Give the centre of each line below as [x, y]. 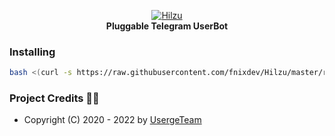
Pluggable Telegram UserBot [167, 26]
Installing [32, 52]
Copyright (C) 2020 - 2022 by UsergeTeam [112, 120]
